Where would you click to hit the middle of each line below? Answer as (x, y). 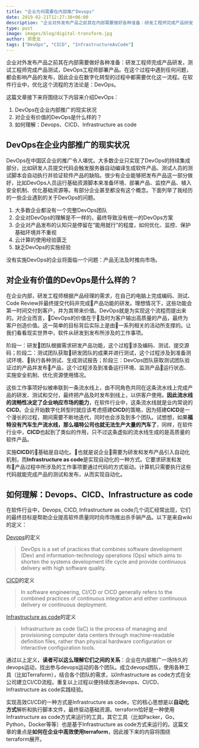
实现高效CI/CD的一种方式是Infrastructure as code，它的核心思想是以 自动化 (98, 702)
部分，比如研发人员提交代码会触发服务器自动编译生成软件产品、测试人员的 (97, 168)
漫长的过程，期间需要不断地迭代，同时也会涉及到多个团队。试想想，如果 (99, 417)
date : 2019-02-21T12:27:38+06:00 (47, 17)
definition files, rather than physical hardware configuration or (96, 641)
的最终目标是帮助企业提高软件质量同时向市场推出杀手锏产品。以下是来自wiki (99, 517)
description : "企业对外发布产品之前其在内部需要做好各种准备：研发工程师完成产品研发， (102, 23)
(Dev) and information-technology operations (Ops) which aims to (101, 555)
